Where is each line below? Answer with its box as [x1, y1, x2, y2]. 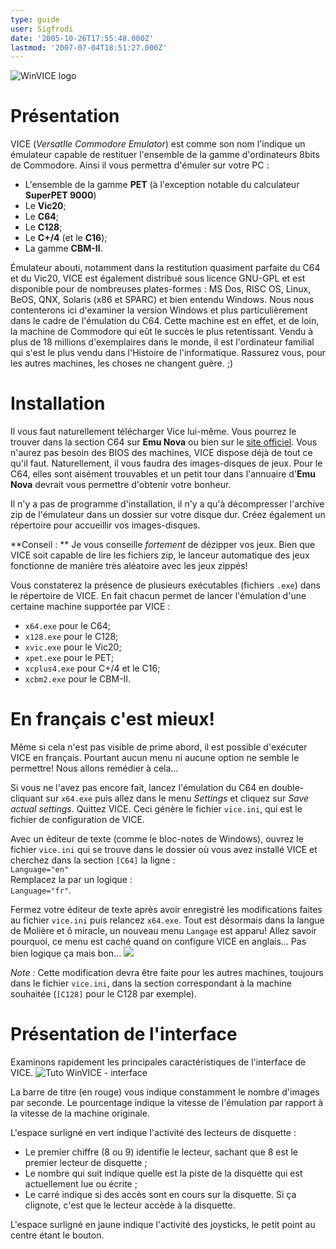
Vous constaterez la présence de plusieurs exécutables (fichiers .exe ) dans [10, 579, 321, 591]
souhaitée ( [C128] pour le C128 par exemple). [10, 988, 197, 1000]
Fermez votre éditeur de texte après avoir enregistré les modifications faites [10, 904, 323, 916]
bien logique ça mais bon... [10, 947, 122, 960]
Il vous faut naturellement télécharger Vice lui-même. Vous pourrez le [10, 426, 297, 438]
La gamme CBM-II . [24, 242, 103, 255]
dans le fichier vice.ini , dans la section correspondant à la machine [10, 977, 292, 990]
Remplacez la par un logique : [10, 874, 133, 886]
